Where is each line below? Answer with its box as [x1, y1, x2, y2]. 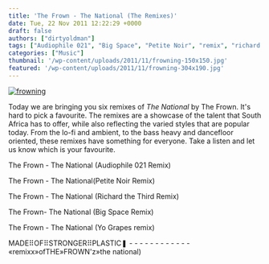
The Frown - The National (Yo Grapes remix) [8, 222, 155, 232]
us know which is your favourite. [8, 144, 116, 154]
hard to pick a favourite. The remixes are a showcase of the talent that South [8, 110, 262, 120]
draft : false [8, 27, 52, 35]
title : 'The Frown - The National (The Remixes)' [8, 11, 178, 20]
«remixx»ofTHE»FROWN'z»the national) [8, 246, 142, 256]
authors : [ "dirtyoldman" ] [8, 34, 95, 43]
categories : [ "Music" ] [8, 49, 84, 57]
